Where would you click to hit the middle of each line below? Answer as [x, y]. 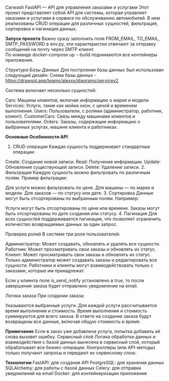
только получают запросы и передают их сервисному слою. [71, 353]
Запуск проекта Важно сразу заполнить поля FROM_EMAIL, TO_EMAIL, [82, 38]
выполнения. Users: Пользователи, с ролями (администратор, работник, [84, 111]
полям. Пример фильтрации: [36, 178]
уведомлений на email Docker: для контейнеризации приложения [76, 373]
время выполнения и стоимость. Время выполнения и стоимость [76, 311]
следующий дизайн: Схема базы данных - [51, 75]
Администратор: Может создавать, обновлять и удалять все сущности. [83, 244]
